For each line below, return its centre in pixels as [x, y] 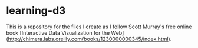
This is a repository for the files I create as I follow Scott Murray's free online [99, 27]
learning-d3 [36, 11]
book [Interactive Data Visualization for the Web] [65, 32]
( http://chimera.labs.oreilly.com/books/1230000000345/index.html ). [89, 39]
